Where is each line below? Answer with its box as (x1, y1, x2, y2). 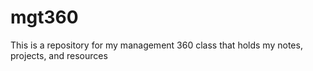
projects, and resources (10, 49, 108, 61)
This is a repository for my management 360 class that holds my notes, (10, 39, 303, 51)
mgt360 (10, 6, 79, 29)
